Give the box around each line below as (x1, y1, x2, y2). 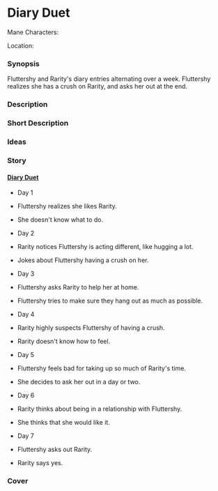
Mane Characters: (7, 28, 59, 36)
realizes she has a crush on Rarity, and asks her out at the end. (7, 82, 188, 91)
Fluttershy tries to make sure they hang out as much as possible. (17, 296, 203, 305)
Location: (7, 41, 34, 50)
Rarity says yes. (17, 459, 63, 467)
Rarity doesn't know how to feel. (17, 337, 111, 346)
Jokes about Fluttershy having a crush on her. (17, 256, 149, 264)
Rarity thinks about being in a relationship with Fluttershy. (17, 405, 182, 413)
